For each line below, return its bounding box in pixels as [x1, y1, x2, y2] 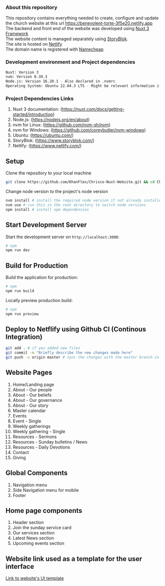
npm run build [5, 288, 35, 293]
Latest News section [12, 535, 54, 541]
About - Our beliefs [12, 392, 52, 398]
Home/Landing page [12, 381, 54, 387]
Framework [5, 31, 28, 37]
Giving [12, 454, 26, 460]
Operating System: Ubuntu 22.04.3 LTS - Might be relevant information [5, 84, 155, 88]
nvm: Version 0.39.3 [5, 74, 48, 80]
